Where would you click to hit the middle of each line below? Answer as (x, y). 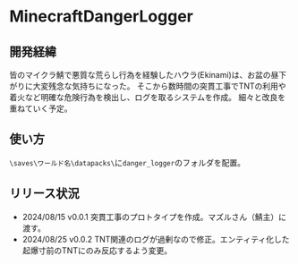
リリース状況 (44, 194)
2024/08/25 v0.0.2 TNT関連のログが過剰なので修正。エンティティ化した (156, 239)
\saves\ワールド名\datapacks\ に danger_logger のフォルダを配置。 (128, 162)
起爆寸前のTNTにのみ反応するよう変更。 (97, 250)
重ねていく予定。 (41, 108)
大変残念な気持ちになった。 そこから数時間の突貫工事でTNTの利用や (159, 86)
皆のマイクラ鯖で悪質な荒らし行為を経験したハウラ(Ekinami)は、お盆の (140, 75)
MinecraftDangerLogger (102, 17)
